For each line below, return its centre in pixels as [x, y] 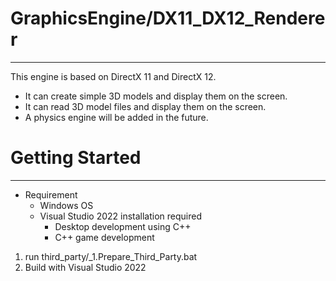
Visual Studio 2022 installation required [121, 216]
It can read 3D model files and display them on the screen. [145, 106]
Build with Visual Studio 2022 [85, 267]
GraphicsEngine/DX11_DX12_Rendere [168, 18]
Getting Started [76, 158]
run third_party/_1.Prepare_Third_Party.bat [111, 256]
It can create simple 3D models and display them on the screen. [156, 96]
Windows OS [66, 205]
